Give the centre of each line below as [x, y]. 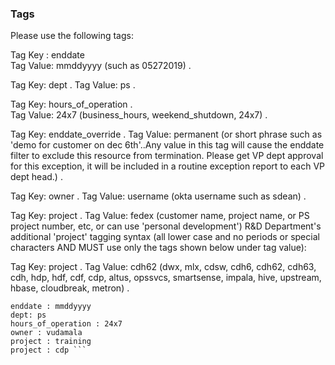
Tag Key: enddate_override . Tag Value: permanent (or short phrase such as [166, 134]
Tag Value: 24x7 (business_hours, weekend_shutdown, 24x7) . [139, 115]
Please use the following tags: [72, 36]
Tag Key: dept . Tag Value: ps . [73, 85]
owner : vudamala [46, 333]
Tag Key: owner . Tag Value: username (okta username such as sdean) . [158, 196]
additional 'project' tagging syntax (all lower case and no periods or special [165, 237]
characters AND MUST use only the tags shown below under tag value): [158, 248]
